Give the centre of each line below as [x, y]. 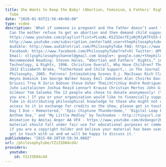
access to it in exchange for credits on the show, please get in [79, 106]
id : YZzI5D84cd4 [31, 157]
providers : [16, 148]
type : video [17, 23]
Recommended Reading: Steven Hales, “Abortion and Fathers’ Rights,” [83, 60]
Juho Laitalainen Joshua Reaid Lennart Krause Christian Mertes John [83, 88]
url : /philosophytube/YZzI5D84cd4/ [42, 143]
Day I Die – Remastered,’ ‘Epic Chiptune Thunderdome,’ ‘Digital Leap [84, 111]
